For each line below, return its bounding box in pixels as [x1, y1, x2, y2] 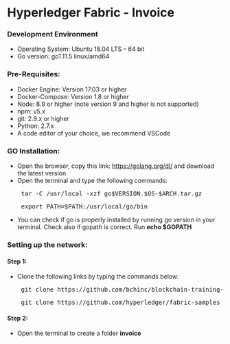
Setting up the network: [7, 240, 88, 249]
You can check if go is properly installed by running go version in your [16, 215, 216, 224]
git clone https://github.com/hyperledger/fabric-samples [21, 299, 220, 307]
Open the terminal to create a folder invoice [16, 329, 141, 338]
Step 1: [7, 257, 27, 266]
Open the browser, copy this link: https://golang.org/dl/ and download [16, 162, 215, 170]
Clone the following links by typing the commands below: [16, 272, 180, 281]
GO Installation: [7, 146, 60, 155]
